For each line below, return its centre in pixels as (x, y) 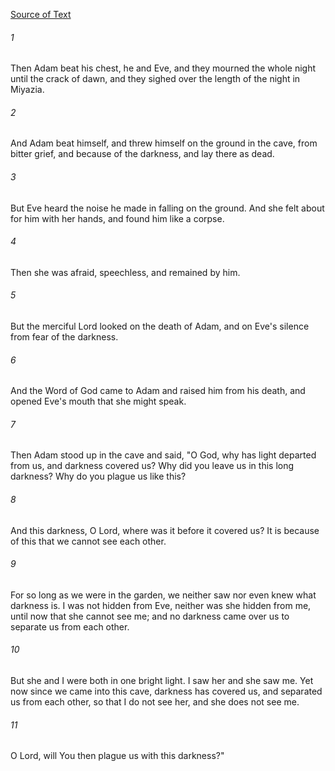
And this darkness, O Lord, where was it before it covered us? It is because (165, 530)
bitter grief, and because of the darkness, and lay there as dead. (142, 154)
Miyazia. (27, 90)
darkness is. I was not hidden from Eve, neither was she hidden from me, (161, 605)
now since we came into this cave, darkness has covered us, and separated (166, 691)
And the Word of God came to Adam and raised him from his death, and (158, 391)
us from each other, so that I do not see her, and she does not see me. (155, 702)
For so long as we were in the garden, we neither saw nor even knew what (163, 595)
